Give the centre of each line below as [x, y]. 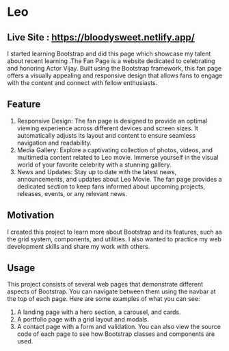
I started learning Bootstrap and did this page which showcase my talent [109, 53]
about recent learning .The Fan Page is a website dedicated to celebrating [111, 61]
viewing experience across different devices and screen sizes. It [107, 128]
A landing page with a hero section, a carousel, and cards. [99, 312]
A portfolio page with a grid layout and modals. [83, 319]
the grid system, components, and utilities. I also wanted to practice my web [114, 239]
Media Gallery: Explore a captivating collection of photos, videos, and [115, 150]
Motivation [31, 216]
